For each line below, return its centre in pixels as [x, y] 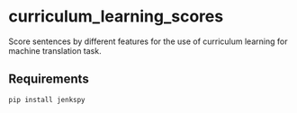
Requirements [49, 79]
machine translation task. [55, 50]
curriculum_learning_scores [116, 17]
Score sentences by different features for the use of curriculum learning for [148, 41]
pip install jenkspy [47, 100]
